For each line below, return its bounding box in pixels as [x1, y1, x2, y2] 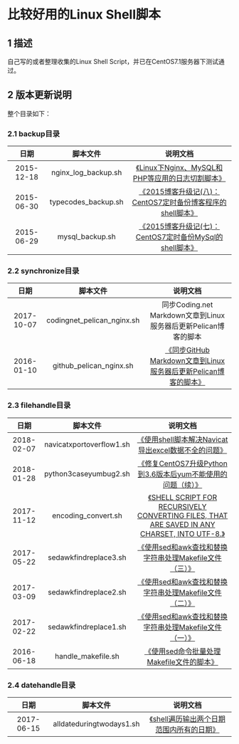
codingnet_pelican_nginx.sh [46, 315, 140, 325]
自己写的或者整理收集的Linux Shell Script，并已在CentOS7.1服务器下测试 [7, 58, 219, 66]
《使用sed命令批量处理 [144, 646, 221, 656]
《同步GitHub [164, 345, 210, 355]
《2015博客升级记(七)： [138, 221, 221, 231]
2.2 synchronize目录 [7, 266, 80, 276]
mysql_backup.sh [57, 232, 116, 242]
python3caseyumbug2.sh [43, 468, 130, 478]
